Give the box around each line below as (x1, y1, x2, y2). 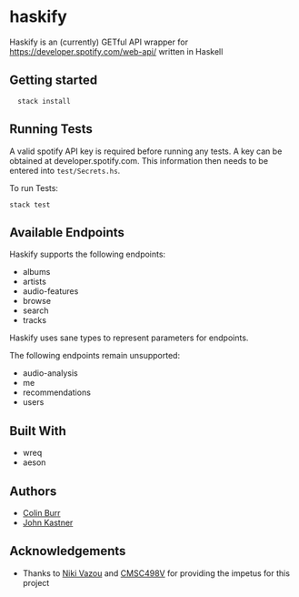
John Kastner (22, 517, 74, 528)
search (22, 305, 49, 316)
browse (22, 296, 52, 307)
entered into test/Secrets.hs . (9, 165, 121, 176)
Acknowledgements (9, 543, 126, 559)
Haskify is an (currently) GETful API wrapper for (9, 36, 189, 47)
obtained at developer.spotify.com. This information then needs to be (9, 155, 269, 166)
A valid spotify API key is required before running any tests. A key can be (9, 146, 283, 157)
